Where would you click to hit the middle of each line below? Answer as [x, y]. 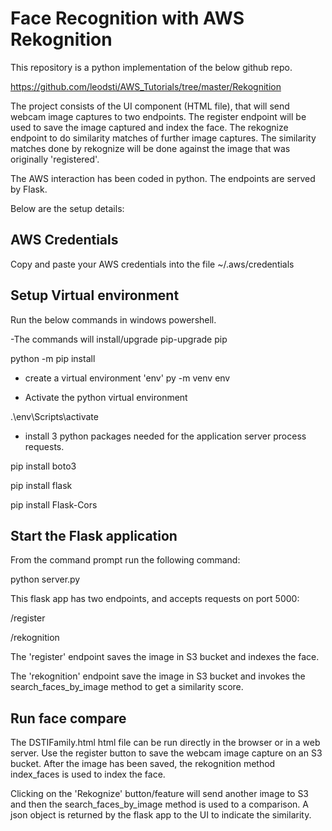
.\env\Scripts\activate [54, 416]
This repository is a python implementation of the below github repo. [151, 67]
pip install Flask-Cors [54, 504]
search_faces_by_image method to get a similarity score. [127, 687]
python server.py [45, 579]
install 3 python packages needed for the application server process [165, 436]
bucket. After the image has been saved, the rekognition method [143, 764]
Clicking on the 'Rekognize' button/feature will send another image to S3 [160, 794]
